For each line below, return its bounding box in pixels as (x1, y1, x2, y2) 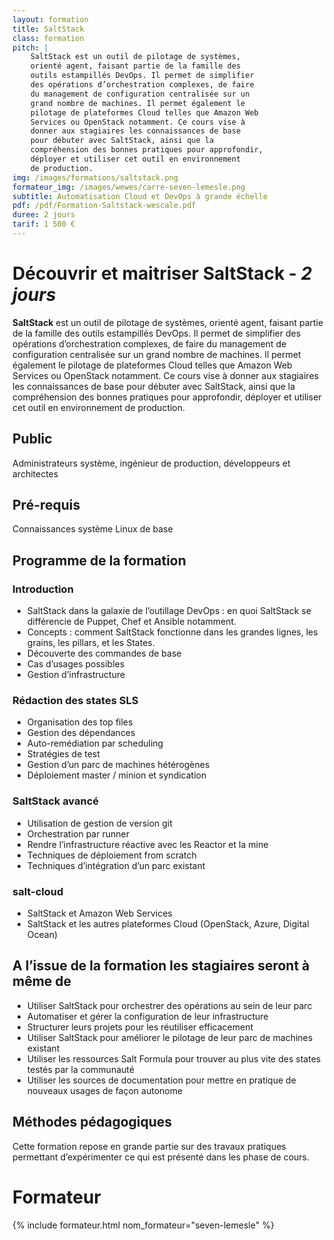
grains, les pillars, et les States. (26, 637, 155, 649)
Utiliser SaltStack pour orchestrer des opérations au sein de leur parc (26, 999, 313, 1011)
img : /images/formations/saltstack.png (12, 172, 179, 183)
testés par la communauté (26, 1063, 135, 1075)
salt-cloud (12, 884, 64, 898)
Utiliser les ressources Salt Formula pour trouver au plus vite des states (26, 1052, 322, 1065)
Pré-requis (12, 497, 81, 514)
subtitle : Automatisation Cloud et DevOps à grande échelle (12, 191, 269, 201)
